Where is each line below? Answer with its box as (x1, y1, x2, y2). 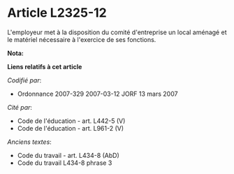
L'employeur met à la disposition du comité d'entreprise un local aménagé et (7, 28, 227, 36)
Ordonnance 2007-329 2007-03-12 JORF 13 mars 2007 (17, 89, 178, 98)
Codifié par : (7, 75, 42, 85)
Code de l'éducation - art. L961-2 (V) (17, 124, 124, 132)
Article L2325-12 (7, 5, 107, 21)
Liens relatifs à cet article (7, 62, 82, 71)
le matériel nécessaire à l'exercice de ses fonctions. (7, 35, 156, 43)
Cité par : (7, 103, 33, 111)
